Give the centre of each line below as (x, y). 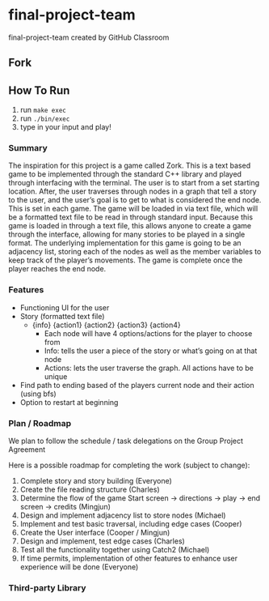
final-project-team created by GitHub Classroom (89, 37)
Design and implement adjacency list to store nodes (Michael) (123, 515)
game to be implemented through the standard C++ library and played (125, 174)
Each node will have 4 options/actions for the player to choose (148, 333)
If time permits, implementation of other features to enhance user (129, 558)
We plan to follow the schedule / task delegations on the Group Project (126, 441)
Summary (28, 148)
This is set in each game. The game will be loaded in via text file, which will (133, 209)
